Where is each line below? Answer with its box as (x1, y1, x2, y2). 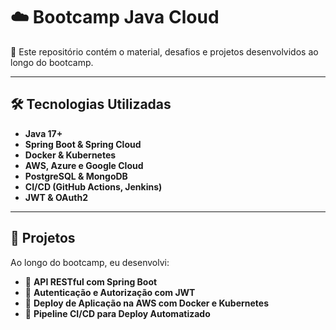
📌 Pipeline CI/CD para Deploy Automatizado (24, 307, 211, 319)
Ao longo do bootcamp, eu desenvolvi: (10, 256, 170, 268)
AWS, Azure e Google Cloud (24, 159, 144, 171)
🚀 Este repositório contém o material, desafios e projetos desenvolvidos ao (10, 45, 319, 58)
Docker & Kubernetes (24, 149, 117, 161)
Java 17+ (24, 127, 63, 139)
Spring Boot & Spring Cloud (24, 138, 142, 150)
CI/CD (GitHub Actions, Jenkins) (24, 180, 163, 193)
